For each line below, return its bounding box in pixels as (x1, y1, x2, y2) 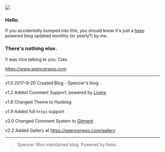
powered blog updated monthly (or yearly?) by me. (5, 33, 108, 39)
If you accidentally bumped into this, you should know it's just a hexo (5, 27, 145, 34)
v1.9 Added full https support (5, 108, 65, 114)
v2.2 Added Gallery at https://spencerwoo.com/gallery (5, 127, 116, 133)
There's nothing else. (5, 45, 57, 52)
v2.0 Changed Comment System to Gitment (5, 118, 93, 124)
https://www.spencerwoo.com (5, 66, 67, 72)
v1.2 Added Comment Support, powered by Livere (5, 89, 107, 95)
